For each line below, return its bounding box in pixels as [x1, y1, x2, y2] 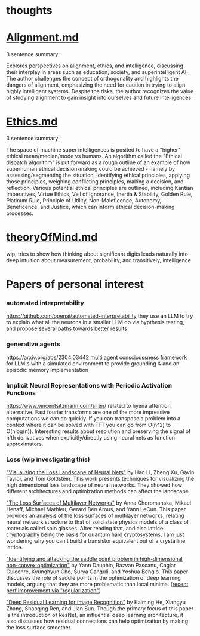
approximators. [6, 440, 44, 448]
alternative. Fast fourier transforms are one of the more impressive [6, 408, 170, 416]
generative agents [6, 340, 61, 348]
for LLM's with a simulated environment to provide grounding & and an [6, 360, 180, 367]
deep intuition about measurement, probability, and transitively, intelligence [6, 257, 191, 263]
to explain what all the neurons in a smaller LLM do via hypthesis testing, [6, 319, 185, 326]
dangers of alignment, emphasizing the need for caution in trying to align [6, 81, 186, 88]
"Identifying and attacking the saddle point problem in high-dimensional [6, 555, 183, 563]
